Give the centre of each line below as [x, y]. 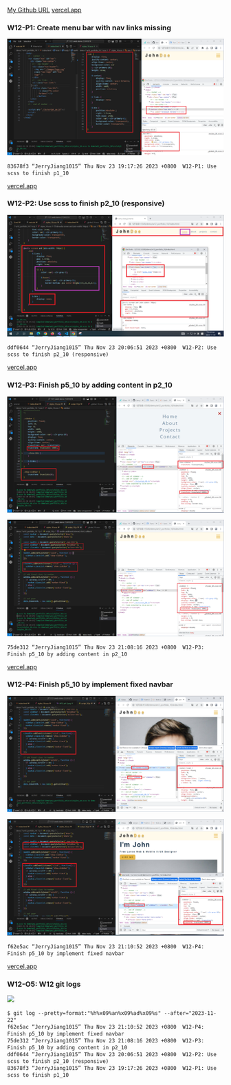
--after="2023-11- [190, 1014]
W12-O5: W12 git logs [44, 984]
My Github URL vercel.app [44, 10]
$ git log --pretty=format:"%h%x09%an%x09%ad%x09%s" [84, 1014]
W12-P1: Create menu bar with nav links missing [89, 27]
